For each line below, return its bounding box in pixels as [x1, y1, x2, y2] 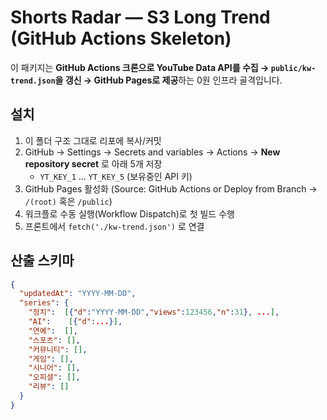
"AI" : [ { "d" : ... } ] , [28, 317, 123, 327]
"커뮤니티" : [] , [28, 344, 88, 355]
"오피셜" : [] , [28, 372, 81, 383]
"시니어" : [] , [28, 363, 81, 373]
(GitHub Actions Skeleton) [10, 27, 232, 50]
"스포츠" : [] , [28, 335, 81, 345]
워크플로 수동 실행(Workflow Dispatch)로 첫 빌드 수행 [24, 207, 235, 220]
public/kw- [270, 63, 317, 73]
